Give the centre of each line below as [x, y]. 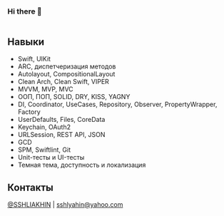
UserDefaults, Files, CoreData [61, 120]
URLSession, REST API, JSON [61, 135]
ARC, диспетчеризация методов [67, 66]
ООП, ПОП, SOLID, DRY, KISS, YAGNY [74, 97]
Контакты [30, 187]
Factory [29, 112]
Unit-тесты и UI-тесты [51, 158]
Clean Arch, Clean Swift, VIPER [63, 82]
